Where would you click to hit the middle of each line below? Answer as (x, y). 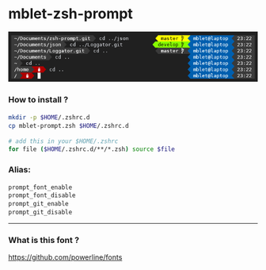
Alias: (20, 170)
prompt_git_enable (38, 204)
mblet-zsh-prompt (70, 14)
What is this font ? (44, 240)
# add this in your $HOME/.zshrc (63, 141)
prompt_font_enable (40, 187)
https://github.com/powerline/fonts (65, 257)
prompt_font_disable (42, 195)
